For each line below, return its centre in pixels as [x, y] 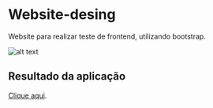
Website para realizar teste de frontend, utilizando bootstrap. [107, 36]
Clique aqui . [28, 95]
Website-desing [62, 15]
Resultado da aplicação [67, 76]
